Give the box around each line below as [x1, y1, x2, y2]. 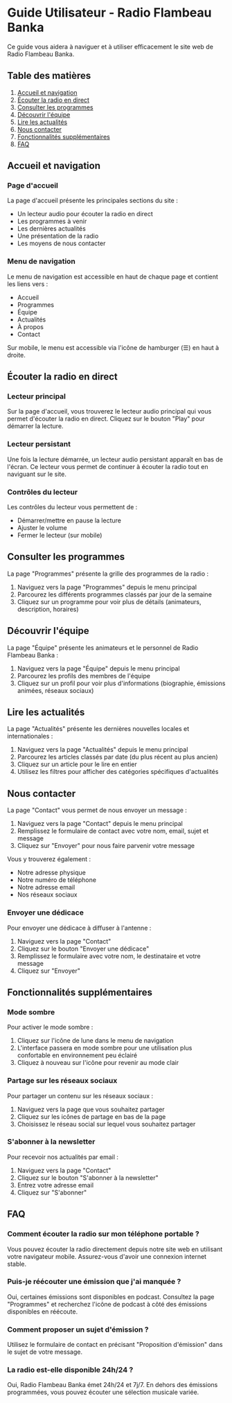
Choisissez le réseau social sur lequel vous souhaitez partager [17, 1120, 196, 1128]
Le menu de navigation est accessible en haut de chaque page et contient [7, 272, 218, 281]
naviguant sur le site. [7, 470, 67, 478]
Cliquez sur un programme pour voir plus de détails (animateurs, [17, 597, 202, 606]
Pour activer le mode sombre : [7, 1023, 93, 1032]
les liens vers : [7, 279, 48, 288]
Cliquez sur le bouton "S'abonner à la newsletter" [17, 1173, 159, 1182]
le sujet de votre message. [7, 1348, 83, 1356]
